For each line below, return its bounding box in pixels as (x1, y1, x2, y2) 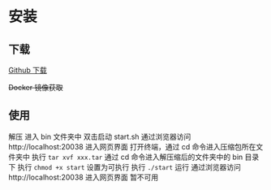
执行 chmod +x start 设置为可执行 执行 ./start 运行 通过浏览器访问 (17, 162, 241, 171)
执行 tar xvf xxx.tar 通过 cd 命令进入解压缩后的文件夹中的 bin (31, 152, 243, 162)
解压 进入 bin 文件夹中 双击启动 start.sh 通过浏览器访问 (8, 132, 191, 141)
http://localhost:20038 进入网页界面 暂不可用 (8, 172, 159, 182)
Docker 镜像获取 (8, 83, 63, 92)
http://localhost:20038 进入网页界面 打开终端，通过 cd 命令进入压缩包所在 (8, 141, 256, 151)
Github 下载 (8, 66, 47, 75)
